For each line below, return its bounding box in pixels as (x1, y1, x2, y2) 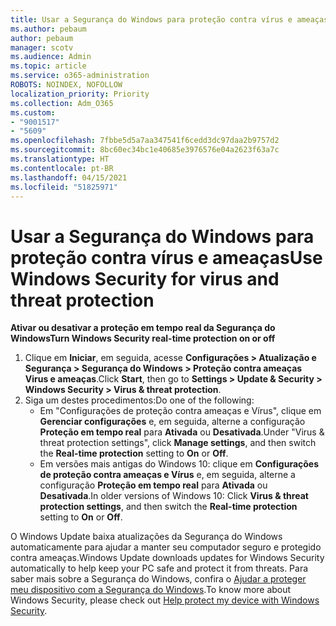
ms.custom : (10, 107, 56, 118)
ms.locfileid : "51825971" (10, 182, 118, 192)
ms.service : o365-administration (10, 71, 150, 81)
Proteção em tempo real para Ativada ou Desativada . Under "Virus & (39, 426, 325, 438)
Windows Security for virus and (10, 267, 280, 290)
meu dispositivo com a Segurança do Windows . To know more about (10, 584, 292, 596)
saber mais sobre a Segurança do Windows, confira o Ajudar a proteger (10, 573, 307, 585)
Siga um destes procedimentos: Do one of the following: (24, 394, 255, 406)
